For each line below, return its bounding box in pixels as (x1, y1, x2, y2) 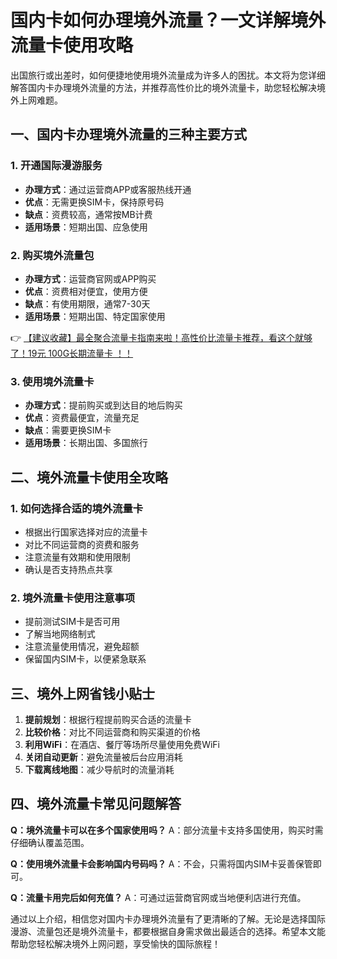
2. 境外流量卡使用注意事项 (10, 591, 136, 605)
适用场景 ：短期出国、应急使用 (24, 221, 148, 233)
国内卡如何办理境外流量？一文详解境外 (10, 9, 327, 32)
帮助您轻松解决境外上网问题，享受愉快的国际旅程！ (10, 937, 221, 950)
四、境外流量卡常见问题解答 (10, 796, 182, 813)
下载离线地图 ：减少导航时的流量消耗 (24, 764, 175, 776)
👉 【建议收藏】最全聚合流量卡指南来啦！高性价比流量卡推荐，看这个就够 (10, 331, 313, 343)
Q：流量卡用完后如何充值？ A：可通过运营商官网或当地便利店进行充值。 (10, 891, 307, 903)
